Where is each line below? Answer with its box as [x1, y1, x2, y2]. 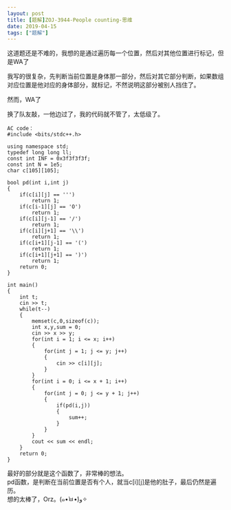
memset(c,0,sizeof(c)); [32, 318, 100, 325]
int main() [7, 281, 38, 289]
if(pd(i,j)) [56, 402, 91, 410]
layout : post [7, 10, 45, 17]
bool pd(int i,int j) [7, 180, 69, 187]
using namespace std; [7, 143, 69, 150]
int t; [19, 294, 38, 301]
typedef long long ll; [7, 149, 72, 156]
